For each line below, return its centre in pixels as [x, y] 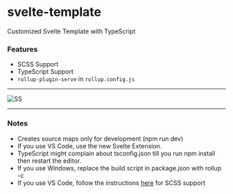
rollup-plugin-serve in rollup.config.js [76, 79]
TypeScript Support [45, 72]
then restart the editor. [49, 161]
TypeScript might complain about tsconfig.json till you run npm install [116, 153]
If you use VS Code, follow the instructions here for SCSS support [111, 183]
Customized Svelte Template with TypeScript [71, 31]
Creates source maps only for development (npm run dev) [100, 139]
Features [23, 49]
